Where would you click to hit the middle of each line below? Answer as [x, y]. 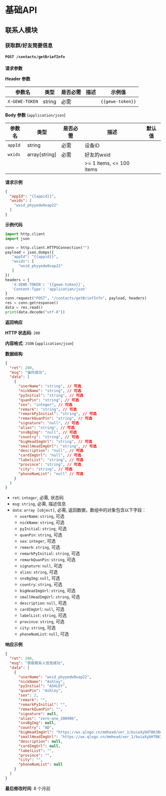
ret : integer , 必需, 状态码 [38, 498]
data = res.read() [24, 308]
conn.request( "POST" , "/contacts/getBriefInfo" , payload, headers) [76, 298]
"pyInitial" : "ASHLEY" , [43, 686]
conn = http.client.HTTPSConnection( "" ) [47, 248]
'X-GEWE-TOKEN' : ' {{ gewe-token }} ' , [48, 284]
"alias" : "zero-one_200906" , [48, 718]
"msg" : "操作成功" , [28, 372]
